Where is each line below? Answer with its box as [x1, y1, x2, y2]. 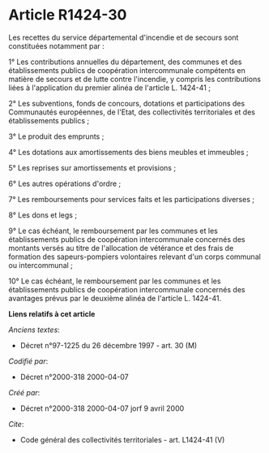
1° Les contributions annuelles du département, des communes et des [8, 57, 242, 67]
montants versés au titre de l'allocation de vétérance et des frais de [8, 243, 234, 252]
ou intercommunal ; [8, 260, 73, 270]
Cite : [8, 419, 24, 429]
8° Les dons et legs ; [8, 209, 78, 220]
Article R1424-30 [8, 6, 127, 24]
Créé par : [8, 387, 41, 397]
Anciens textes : [8, 325, 61, 334]
